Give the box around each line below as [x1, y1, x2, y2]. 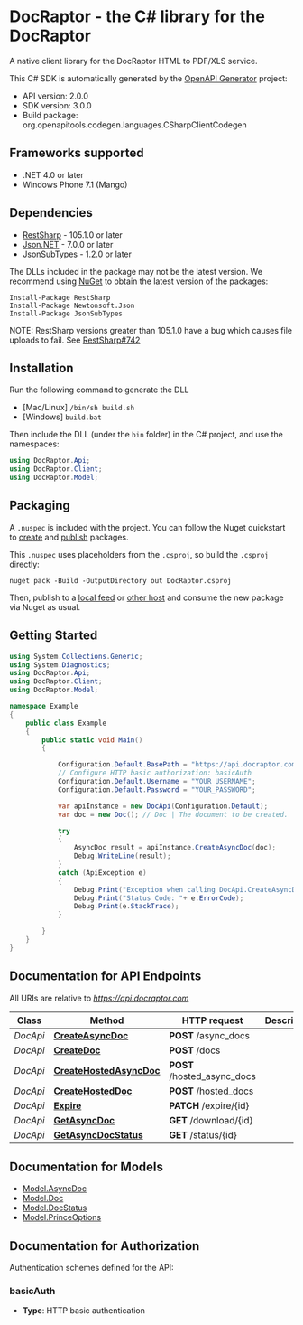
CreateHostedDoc [53, 1085, 133, 1097]
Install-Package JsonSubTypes [9, 309, 124, 318]
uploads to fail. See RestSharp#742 [9, 334, 141, 345]
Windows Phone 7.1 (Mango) [22, 179, 128, 190]
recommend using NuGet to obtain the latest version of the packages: [9, 276, 269, 287]
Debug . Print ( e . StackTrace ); [73, 902, 179, 911]
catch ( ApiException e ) [57, 868, 147, 878]
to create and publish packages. [9, 531, 129, 542]
